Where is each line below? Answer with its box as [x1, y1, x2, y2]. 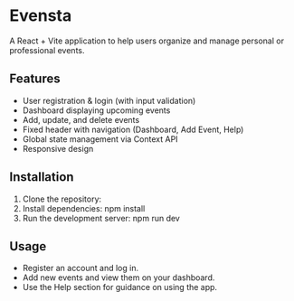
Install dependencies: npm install [22, 202, 146, 213]
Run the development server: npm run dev [22, 212, 181, 223]
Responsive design [22, 143, 94, 154]
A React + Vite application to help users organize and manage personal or [9, 35, 285, 46]
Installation [9, 169, 74, 185]
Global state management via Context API [22, 133, 178, 145]
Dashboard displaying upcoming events [22, 105, 171, 116]
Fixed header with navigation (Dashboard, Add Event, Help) [22, 124, 244, 135]
